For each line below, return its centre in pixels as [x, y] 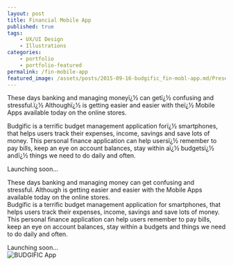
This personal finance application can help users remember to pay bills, [109, 219]
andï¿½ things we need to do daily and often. [72, 156]
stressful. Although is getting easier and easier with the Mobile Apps [105, 190]
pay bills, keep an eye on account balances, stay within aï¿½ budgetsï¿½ [111, 148]
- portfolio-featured [51, 65]
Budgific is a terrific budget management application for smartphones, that [114, 205]
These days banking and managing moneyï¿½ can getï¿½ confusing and [111, 98]
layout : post [26, 14]
